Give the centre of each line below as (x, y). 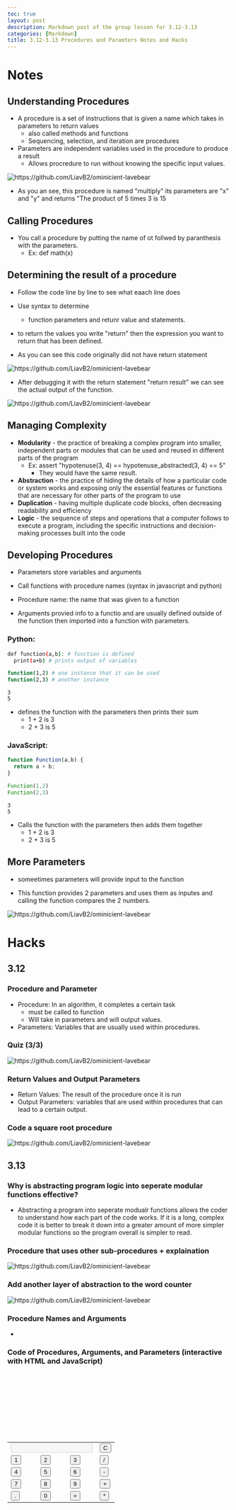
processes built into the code (83, 533)
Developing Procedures (60, 555)
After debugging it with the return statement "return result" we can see (120, 382)
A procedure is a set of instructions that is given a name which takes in (120, 118)
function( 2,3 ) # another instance (58, 680)
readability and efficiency (54, 510)
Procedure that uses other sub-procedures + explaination (108, 1251)
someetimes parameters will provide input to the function (101, 879)
